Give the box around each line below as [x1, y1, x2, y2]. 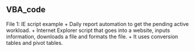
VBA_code [6, 5, 46, 15]
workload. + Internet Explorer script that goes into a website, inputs [6, 27, 170, 34]
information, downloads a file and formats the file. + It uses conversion [6, 32, 178, 40]
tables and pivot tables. [6, 39, 63, 46]
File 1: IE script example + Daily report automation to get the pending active [6, 20, 189, 27]
